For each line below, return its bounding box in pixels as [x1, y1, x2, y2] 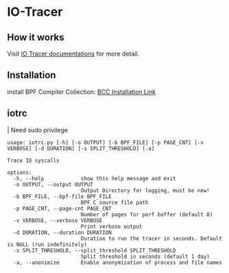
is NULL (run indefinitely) [7, 241, 88, 248]
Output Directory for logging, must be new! [80, 187, 210, 194]
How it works [7, 32, 64, 43]
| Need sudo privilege [7, 126, 69, 134]
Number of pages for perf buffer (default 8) [80, 211, 213, 218]
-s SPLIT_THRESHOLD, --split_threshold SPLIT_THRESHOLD [13, 247, 176, 254]
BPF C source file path [80, 199, 149, 206]
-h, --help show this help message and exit [13, 175, 176, 182]
